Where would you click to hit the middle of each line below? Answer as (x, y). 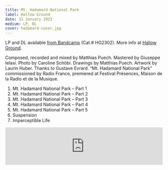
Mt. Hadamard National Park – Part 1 (50, 88)
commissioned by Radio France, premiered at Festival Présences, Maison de (84, 73)
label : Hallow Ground (28, 14)
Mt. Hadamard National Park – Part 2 (50, 94)
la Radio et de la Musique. (32, 79)
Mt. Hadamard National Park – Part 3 (50, 99)
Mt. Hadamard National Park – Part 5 (50, 110)
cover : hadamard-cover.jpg (33, 28)
